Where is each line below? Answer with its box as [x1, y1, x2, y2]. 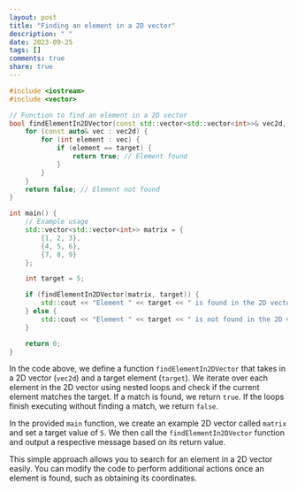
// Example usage [25, 218, 89, 227]
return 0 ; [25, 339, 62, 348]
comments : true [9, 54, 65, 63]
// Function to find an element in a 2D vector [9, 111, 188, 119]
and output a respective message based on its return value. [9, 437, 226, 448]
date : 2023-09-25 [9, 37, 73, 47]
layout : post [9, 12, 57, 22]
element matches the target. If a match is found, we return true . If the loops [9, 391, 285, 403]
